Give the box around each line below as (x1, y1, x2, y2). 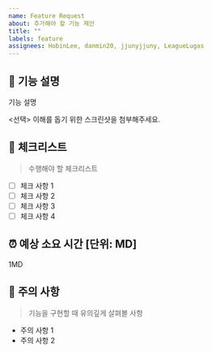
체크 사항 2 (19, 191, 55, 200)
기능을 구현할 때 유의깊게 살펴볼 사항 (28, 308, 143, 317)
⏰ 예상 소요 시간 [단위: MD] (8, 237, 138, 252)
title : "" (8, 27, 42, 35)
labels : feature (8, 34, 63, 43)
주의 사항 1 (19, 325, 54, 335)
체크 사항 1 (19, 180, 54, 191)
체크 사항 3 (19, 200, 55, 211)
